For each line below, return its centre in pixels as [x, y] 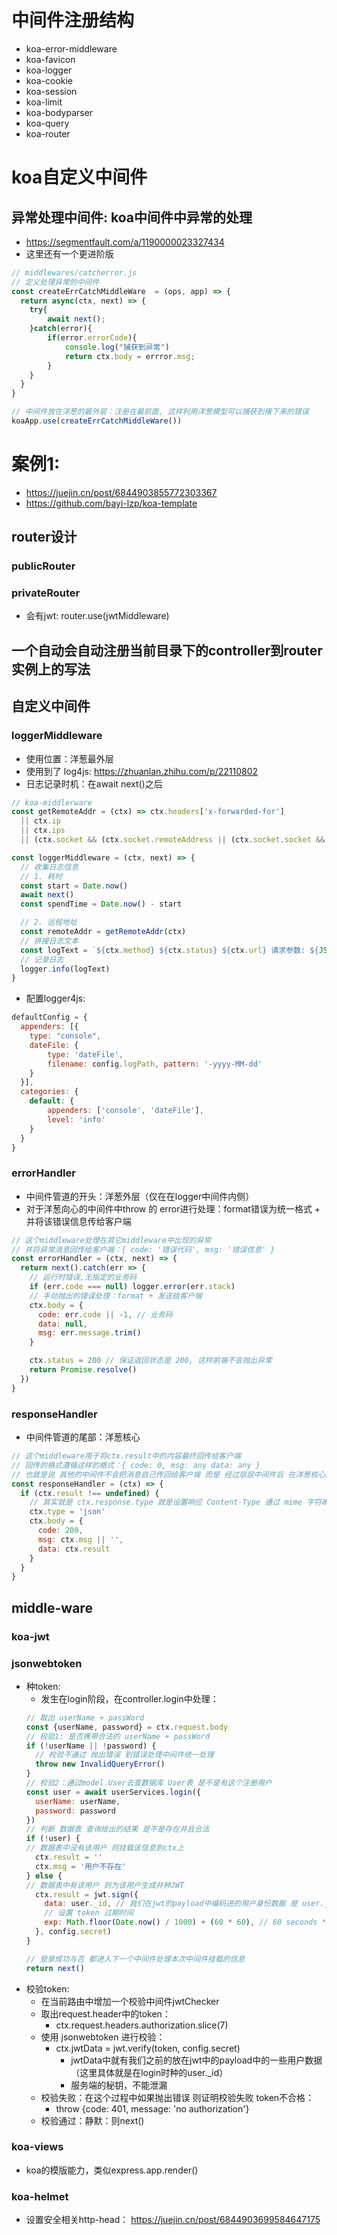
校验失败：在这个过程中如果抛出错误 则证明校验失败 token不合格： [177, 2097]
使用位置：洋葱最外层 [69, 758]
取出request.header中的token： [105, 2013]
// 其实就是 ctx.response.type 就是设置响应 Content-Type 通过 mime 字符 [175, 1502]
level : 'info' [76, 1119]
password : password [76, 1811]
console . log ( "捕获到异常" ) [117, 347]
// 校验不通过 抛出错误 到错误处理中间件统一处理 [124, 1755]
